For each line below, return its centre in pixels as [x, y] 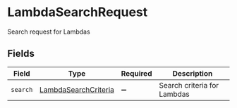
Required [136, 73]
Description [193, 73]
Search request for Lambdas [49, 32]
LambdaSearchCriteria [77, 90]
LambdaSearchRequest [78, 12]
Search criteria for [189, 85]
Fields [21, 54]
